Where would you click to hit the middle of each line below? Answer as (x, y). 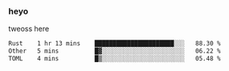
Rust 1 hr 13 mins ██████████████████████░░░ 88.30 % (115, 44)
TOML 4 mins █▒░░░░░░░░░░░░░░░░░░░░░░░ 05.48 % (115, 59)
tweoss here (29, 29)
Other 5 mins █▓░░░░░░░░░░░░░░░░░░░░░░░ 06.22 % (115, 51)
